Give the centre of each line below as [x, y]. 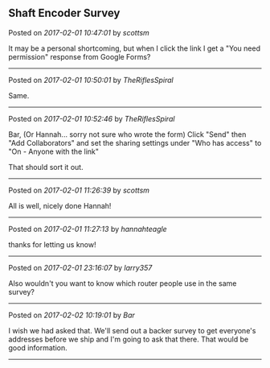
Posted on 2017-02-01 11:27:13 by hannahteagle [88, 229]
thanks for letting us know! [52, 244]
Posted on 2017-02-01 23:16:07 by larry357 [80, 267]
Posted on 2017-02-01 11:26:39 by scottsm [79, 190]
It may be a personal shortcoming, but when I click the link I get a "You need [135, 48]
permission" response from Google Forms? [80, 56]
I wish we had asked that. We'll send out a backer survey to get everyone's [132, 330]
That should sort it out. [46, 167]
